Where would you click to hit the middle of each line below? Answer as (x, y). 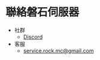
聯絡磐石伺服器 (43, 12)
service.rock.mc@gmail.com (58, 50)
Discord (33, 37)
